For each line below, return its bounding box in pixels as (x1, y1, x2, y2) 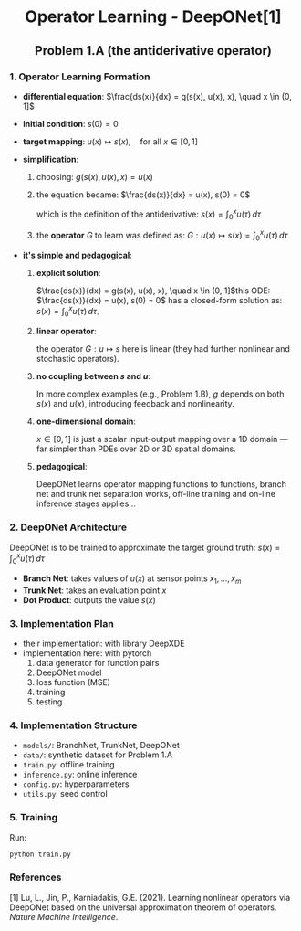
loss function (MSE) (36, 677, 111, 688)
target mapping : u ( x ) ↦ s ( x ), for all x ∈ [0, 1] (22, 135, 199, 147)
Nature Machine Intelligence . (9, 911, 119, 922)
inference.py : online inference (22, 769, 138, 780)
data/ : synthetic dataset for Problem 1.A (22, 749, 173, 760)
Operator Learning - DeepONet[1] (25, 6, 282, 27)
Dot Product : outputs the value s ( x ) (22, 594, 157, 605)
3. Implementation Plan (9, 617, 114, 629)
